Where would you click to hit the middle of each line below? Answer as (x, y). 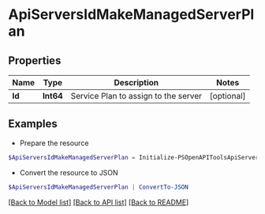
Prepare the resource (54, 143)
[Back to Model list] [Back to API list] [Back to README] (99, 202)
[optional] (228, 96)
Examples (33, 124)
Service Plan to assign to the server (136, 96)
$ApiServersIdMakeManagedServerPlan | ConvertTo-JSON (99, 187)
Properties (35, 60)
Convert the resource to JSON (69, 172)
